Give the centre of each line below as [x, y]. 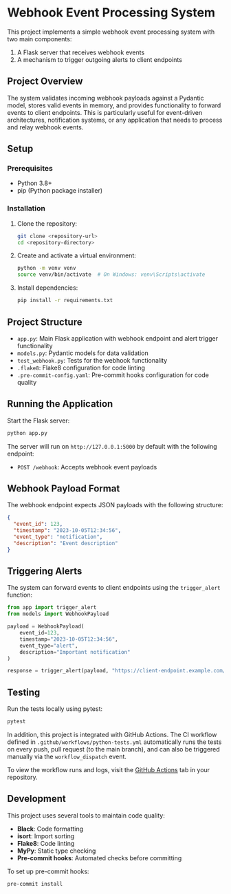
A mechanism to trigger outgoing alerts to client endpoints [99, 59]
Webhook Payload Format [64, 489]
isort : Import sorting [46, 836]
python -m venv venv [46, 268]
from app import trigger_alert [52, 608]
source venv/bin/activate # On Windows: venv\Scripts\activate [111, 275]
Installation [26, 209]
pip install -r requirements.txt [65, 301]
